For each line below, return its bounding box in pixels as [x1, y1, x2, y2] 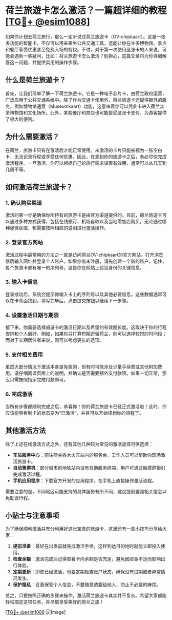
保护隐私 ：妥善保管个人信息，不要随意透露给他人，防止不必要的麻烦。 [12, 582, 161, 588]
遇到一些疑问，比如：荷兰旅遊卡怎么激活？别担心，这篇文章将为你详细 [14, 52, 162, 59]
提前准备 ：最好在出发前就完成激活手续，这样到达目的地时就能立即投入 [12, 543, 161, 549]
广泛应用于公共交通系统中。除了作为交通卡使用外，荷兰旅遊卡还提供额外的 [5, 96, 162, 103]
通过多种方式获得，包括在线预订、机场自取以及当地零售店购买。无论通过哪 [9, 219, 167, 225]
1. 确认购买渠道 [5, 199, 42, 206]
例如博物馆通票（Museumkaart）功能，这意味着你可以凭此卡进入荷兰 [14, 103, 160, 109]
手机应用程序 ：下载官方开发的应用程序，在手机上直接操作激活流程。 [12, 477, 157, 483]
